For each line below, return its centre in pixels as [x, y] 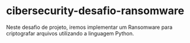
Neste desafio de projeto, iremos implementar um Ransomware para [89, 27]
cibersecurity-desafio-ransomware [95, 11]
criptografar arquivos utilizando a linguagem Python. [70, 33]
